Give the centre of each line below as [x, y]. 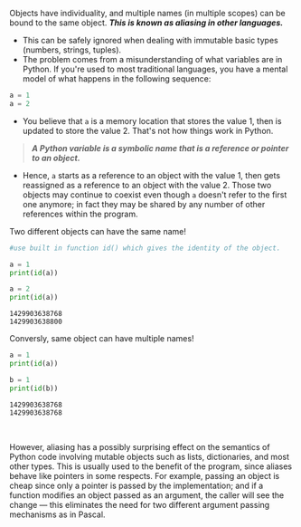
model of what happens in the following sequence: [117, 79]
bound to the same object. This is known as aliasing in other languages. [146, 23]
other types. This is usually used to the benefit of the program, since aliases [151, 466]
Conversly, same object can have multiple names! [102, 339]
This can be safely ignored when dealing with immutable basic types [150, 40]
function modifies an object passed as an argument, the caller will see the [147, 495]
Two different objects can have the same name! [98, 231]
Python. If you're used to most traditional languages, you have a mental [155, 69]
